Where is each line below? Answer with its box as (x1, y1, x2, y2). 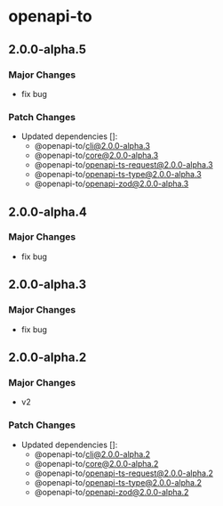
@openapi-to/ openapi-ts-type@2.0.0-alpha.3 (34, 169, 202, 180)
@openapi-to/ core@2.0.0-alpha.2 (34, 458, 159, 469)
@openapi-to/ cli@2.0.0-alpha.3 (34, 141, 150, 151)
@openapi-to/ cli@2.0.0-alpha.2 (34, 448, 151, 460)
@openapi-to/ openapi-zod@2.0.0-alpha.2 (34, 486, 189, 497)
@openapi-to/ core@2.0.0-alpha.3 (34, 150, 159, 161)
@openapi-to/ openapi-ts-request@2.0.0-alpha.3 (34, 159, 214, 170)
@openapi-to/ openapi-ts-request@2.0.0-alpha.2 (34, 468, 214, 478)
